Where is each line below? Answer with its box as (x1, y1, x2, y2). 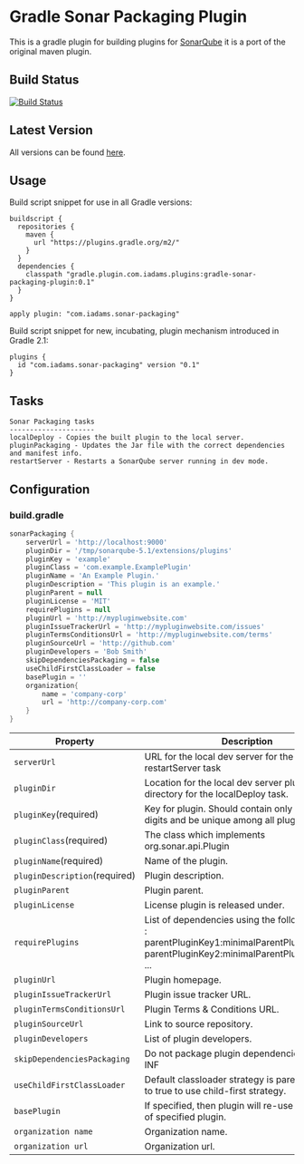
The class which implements (144, 829, 265, 840)
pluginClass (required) (14, 834, 109, 847)
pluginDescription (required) (14, 869, 136, 881)
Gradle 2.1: (9, 335, 49, 346)
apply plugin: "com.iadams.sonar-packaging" (9, 310, 180, 319)
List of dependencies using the (144, 914, 276, 926)
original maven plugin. (9, 45, 92, 56)
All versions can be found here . (9, 147, 126, 158)
